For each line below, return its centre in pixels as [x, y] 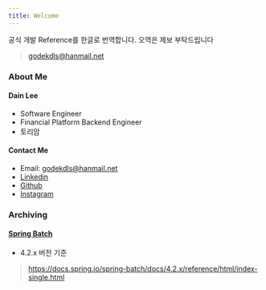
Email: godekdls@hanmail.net [69, 168]
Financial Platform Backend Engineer [81, 122]
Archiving [28, 214]
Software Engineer [51, 113]
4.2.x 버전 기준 [43, 253]
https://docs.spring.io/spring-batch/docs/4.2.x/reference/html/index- [143, 269]
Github [31, 185]
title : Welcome [34, 16]
